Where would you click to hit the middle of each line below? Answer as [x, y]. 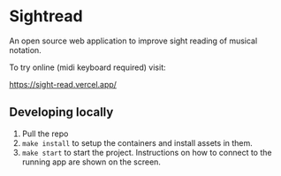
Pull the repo [45, 134]
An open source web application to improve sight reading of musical [133, 41]
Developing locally [61, 112]
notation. [25, 50]
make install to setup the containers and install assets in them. [137, 142]
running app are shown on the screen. [91, 162]
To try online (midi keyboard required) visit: [87, 67]
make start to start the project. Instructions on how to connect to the [147, 152]
